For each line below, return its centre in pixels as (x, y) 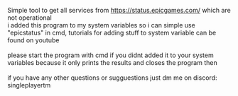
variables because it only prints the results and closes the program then (113, 62)
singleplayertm (29, 85)
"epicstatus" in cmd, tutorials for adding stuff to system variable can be (112, 32)
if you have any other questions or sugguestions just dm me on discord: (113, 78)
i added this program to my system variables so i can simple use (101, 25)
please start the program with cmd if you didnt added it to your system (111, 55)
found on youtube (33, 40)
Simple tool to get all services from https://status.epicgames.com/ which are (119, 10)
